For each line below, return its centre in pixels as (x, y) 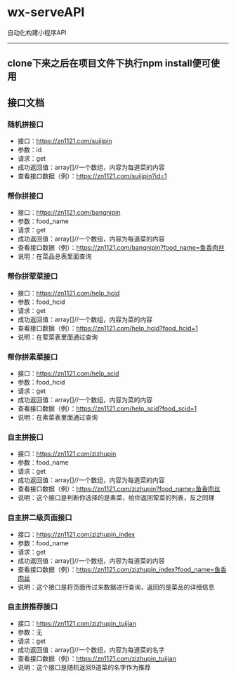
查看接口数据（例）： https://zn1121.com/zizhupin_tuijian (97, 658)
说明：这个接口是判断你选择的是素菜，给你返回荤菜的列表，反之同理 (116, 498)
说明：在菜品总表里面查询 (54, 256)
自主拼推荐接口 (33, 606)
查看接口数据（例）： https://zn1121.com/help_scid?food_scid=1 (107, 408)
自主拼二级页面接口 (40, 518)
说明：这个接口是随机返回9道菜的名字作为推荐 (84, 667)
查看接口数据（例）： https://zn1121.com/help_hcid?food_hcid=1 (107, 328)
